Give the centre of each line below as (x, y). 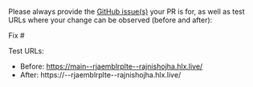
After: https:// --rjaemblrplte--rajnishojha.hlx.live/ (100, 75)
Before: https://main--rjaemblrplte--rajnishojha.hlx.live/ (111, 66)
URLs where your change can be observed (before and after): (110, 20)
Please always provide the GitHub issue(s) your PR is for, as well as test (126, 12)
